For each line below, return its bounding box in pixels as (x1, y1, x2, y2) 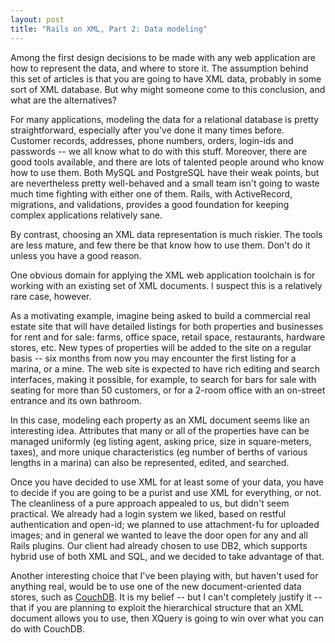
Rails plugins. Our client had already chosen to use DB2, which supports (10, 539, 308, 551)
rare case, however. (10, 290, 92, 302)
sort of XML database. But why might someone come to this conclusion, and (10, 83, 326, 95)
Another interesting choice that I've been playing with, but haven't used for (10, 569, 319, 581)
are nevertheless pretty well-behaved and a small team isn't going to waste (10, 177, 320, 189)
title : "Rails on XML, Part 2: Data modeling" (10, 24, 208, 34)
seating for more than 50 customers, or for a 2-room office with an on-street (10, 384, 326, 396)
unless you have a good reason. (10, 249, 142, 261)
